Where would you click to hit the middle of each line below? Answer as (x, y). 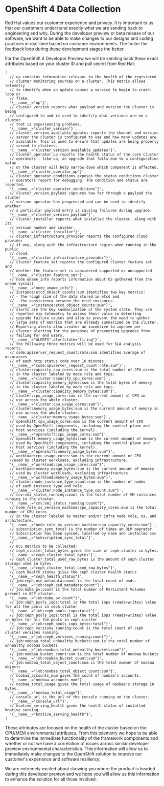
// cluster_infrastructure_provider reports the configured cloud (79, 236)
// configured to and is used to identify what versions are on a (79, 116)
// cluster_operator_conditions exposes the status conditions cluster (84, 176)
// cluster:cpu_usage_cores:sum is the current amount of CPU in (78, 395)
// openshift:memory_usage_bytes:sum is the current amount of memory (83, 439)
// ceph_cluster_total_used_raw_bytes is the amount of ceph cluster (82, 559)
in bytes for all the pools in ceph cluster (51, 619)
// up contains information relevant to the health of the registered (83, 77)
